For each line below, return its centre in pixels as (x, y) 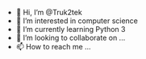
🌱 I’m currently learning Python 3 (71, 29)
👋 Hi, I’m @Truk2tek (49, 12)
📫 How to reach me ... (53, 47)
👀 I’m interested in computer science (77, 21)
